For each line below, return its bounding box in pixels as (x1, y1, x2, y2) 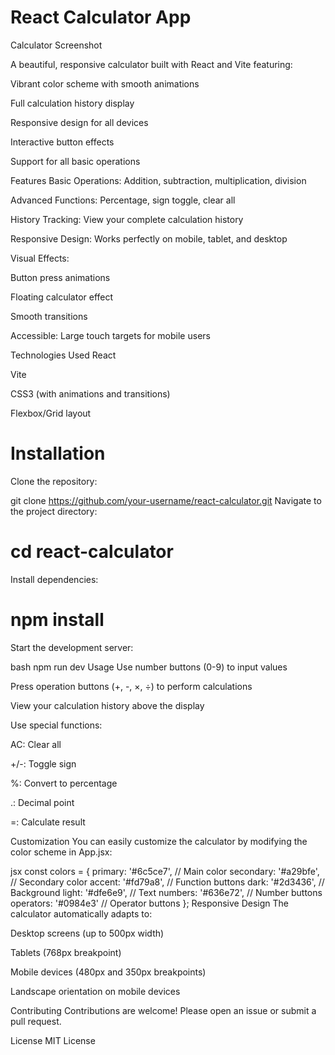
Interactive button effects (10, 136, 115, 148)
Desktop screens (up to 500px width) (10, 927, 165, 939)
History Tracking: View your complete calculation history (10, 213, 244, 225)
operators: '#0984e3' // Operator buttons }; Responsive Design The (10, 897, 289, 909)
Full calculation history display (10, 97, 135, 109)
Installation (10, 442, 106, 465)
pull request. (10, 1015, 62, 1027)
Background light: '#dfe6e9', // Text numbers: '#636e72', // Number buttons (10, 886, 323, 898)
